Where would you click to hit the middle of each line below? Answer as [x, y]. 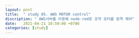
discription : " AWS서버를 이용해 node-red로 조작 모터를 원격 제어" [70, 19]
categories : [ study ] [27, 28]
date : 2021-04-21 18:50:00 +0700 [42, 23]
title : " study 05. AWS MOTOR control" [48, 14]
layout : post [19, 10]
